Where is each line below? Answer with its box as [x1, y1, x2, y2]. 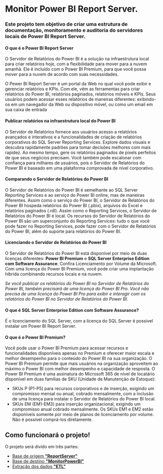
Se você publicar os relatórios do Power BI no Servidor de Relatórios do [5, 280, 149, 286]
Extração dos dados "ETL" [12, 464, 66, 470]
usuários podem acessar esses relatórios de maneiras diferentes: [5, 96, 136, 102]
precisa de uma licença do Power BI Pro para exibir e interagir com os [5, 291, 146, 297]
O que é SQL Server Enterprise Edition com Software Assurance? [5, 307, 139, 313]
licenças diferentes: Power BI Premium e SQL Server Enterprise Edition [5, 255, 150, 261]
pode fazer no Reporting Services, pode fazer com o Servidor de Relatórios [5, 223, 157, 229]
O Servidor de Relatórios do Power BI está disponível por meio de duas [5, 250, 147, 256]
